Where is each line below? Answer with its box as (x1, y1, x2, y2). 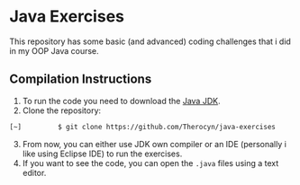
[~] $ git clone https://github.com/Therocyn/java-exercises (9, 122, 277, 131)
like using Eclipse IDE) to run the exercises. (22, 148, 183, 159)
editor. (22, 167, 47, 178)
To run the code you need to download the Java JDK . (22, 95, 221, 106)
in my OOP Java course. (9, 45, 99, 56)
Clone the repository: (22, 105, 102, 116)
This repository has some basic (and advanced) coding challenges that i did (9, 36, 291, 47)
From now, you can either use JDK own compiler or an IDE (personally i (22, 138, 286, 149)
